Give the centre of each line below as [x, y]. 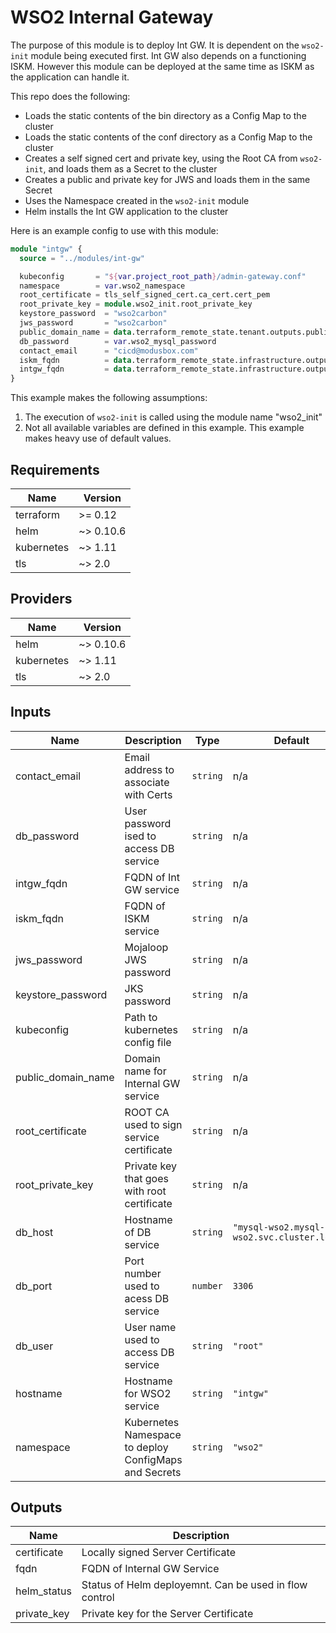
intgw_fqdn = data [75, 369]
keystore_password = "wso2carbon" [93, 314]
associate [147, 782]
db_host [34, 1232]
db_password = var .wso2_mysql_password [118, 341]
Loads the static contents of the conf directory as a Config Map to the [168, 137]
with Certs [148, 794]
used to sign [153, 1124]
